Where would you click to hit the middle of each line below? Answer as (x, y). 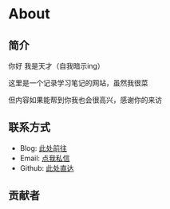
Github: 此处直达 (47, 168)
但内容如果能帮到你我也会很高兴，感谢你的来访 (85, 100)
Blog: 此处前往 (43, 148)
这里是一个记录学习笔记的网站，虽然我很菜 (78, 83)
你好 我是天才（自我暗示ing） (57, 66)
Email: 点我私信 (45, 158)
